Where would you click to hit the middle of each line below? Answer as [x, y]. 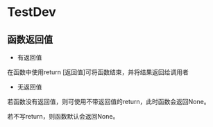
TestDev [32, 12]
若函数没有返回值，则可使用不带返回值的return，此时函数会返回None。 [109, 102]
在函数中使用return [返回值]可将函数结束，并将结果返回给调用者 [98, 72]
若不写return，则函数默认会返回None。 [63, 116]
